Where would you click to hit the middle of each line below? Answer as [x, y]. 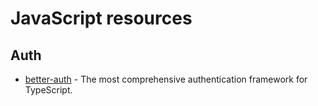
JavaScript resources [101, 18]
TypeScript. [48, 90]
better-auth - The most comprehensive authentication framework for [166, 79]
